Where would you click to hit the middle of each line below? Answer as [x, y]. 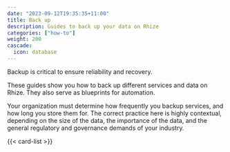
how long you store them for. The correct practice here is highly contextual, [115, 113]
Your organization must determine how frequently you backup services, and [115, 106]
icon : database [35, 53]
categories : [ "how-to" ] [41, 33]
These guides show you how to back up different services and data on [107, 85]
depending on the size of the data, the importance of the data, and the [107, 120]
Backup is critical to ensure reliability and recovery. [80, 72]
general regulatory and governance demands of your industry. [96, 128]
